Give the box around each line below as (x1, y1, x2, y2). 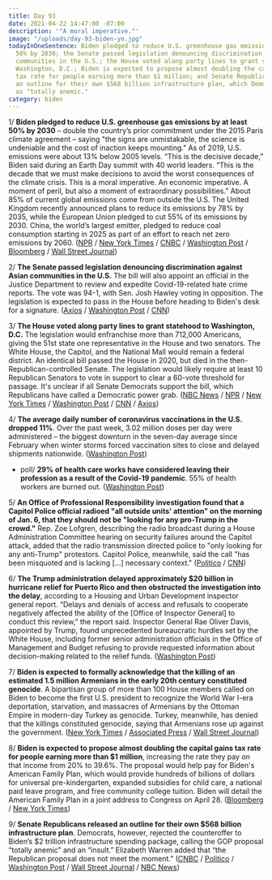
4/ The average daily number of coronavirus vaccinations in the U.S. (8, 415, 243, 425)
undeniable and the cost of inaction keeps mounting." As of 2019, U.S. (8, 143, 242, 153)
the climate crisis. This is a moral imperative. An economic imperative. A (8, 178, 249, 188)
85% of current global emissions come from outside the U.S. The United (8, 195, 249, 205)
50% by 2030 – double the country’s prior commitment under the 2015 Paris (8, 126, 264, 136)
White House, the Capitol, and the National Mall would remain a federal (8, 347, 244, 357)
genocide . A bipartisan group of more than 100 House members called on (8, 684, 255, 694)
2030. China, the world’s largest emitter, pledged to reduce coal (8, 221, 221, 231)
